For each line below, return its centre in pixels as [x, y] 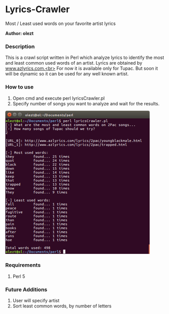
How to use [20, 87]
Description [20, 46]
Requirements [23, 265]
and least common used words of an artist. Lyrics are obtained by [74, 63]
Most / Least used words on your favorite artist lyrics [60, 23]
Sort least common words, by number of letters [62, 306]
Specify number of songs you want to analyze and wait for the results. [86, 103]
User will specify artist [36, 301]
